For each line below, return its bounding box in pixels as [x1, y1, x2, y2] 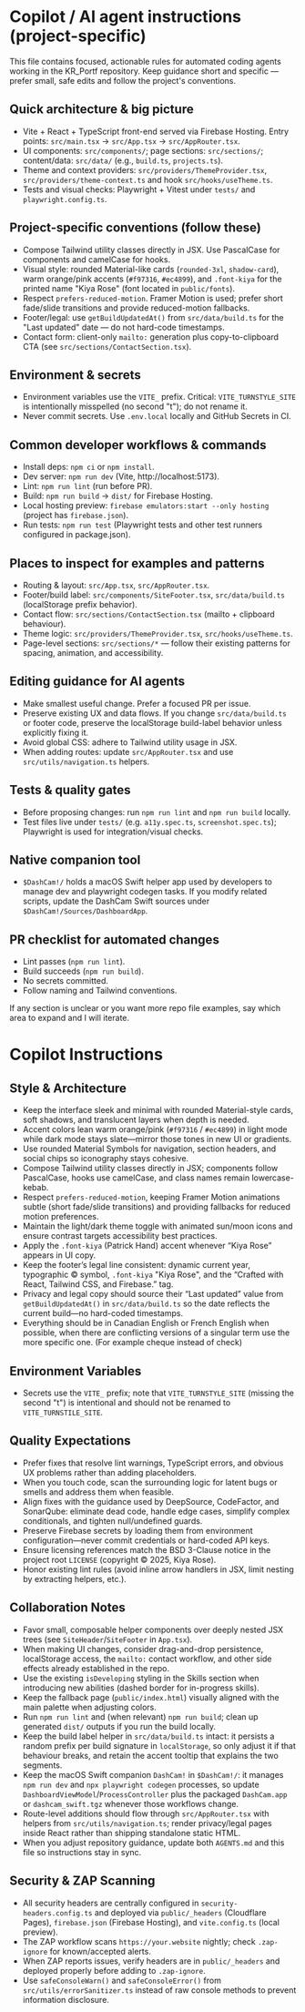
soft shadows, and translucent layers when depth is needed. [22, 1114, 249, 1126]
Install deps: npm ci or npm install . [22, 462, 155, 473]
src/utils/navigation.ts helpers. [22, 756, 150, 767]
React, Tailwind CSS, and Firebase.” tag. [22, 1279, 174, 1290]
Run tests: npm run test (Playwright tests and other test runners [22, 519, 262, 530]
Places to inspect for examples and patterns [9, 556, 265, 571]
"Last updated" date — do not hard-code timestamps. [22, 322, 225, 332]
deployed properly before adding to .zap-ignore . [22, 1965, 207, 1976]
